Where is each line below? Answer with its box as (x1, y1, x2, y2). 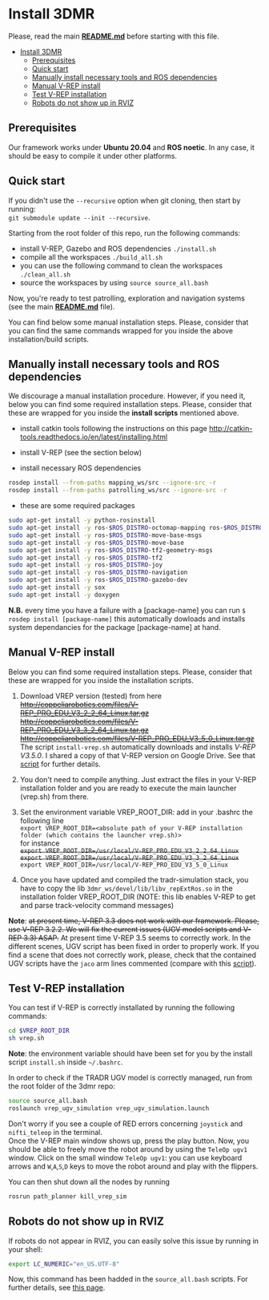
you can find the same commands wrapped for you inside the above (8, 325, 234, 335)
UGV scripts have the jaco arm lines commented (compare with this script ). (8, 959, 257, 968)
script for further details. (19, 759, 102, 769)
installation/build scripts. (8, 334, 90, 344)
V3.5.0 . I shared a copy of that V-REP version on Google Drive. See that (19, 750, 256, 760)
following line (19, 815, 64, 826)
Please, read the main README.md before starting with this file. (8, 31, 220, 41)
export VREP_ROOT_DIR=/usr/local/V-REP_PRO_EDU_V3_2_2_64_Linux (19, 846, 239, 854)
